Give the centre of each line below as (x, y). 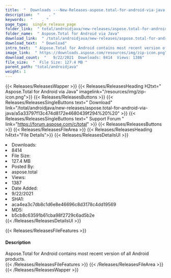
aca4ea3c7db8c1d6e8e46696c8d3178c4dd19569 (64, 204)
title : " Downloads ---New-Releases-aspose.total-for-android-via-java (85, 10)
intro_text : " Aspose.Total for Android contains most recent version (83, 48)
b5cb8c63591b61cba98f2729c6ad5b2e (53, 215)
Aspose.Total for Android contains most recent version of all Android (77, 254)
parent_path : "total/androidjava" (42, 67)
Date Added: (25, 188)
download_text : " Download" (36, 43)
